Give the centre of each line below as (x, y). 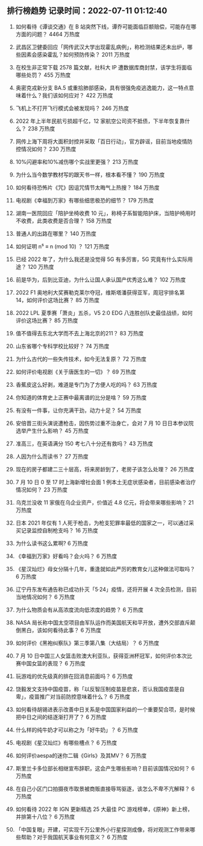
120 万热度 (41, 266)
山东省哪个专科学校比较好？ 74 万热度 (62, 346)
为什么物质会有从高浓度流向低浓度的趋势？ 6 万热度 (80, 610)
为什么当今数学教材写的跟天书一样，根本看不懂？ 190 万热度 (90, 175)
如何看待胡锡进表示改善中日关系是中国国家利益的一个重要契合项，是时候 (105, 709)
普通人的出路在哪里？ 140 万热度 (56, 233)
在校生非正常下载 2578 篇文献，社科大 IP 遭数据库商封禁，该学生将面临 (104, 67)
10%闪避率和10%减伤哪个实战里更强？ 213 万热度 (77, 161)
